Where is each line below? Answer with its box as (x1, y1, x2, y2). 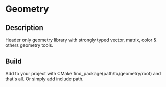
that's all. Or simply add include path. (5, 76, 84, 82)
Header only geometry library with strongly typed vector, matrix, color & (5, 37, 157, 43)
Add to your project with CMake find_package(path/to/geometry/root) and (5, 70, 161, 76)
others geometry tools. (5, 42, 54, 48)
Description (5, 23, 43, 32)
